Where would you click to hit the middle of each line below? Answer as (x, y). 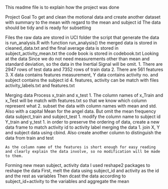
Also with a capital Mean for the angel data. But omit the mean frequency (81, 111)
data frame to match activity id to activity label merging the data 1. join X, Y (82, 127)
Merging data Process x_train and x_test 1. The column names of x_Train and (84, 95)
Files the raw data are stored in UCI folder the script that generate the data (82, 37)
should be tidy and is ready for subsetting (48, 28)
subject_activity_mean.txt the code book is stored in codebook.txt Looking (82, 53)
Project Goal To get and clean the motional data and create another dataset (83, 17)
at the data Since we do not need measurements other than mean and (77, 59)
